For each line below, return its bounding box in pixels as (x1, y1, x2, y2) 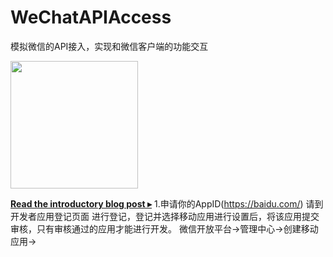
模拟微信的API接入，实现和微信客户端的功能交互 (10, 40, 209, 52)
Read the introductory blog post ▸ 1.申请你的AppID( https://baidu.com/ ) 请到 (10, 197, 324, 210)
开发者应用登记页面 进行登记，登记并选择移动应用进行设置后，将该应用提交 (10, 210, 320, 222)
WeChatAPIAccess (10, 6, 172, 29)
